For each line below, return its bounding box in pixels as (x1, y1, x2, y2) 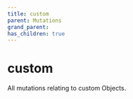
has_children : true (7, 30, 65, 37)
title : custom (7, 10, 50, 18)
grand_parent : (7, 23, 50, 30)
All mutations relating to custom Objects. (7, 84, 127, 93)
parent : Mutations (7, 17, 62, 24)
